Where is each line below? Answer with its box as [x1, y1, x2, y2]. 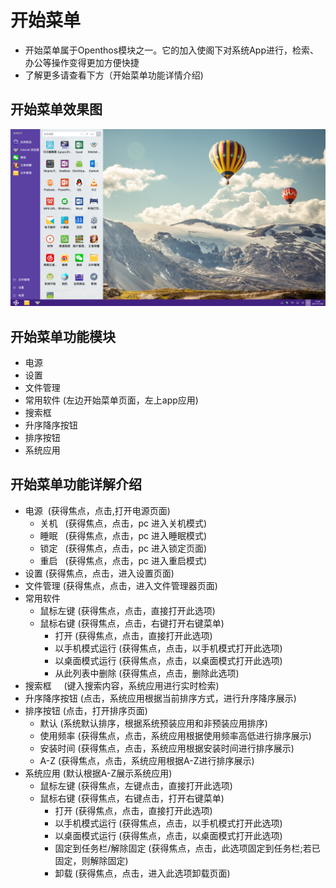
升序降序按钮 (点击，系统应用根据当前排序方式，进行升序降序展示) [24, 692, 297, 704]
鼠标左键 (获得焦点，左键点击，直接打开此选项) [39, 779, 233, 791]
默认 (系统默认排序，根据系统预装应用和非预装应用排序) [39, 717, 268, 729]
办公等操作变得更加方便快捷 [24, 56, 140, 68]
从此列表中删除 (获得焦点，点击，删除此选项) [54, 667, 240, 679]
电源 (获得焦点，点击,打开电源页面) [24, 504, 171, 516]
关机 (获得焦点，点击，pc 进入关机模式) [39, 517, 208, 529]
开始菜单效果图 [10, 101, 103, 118]
